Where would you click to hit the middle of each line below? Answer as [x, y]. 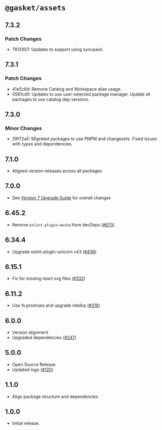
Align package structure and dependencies [55, 397]
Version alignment [30, 332]
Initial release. [26, 423]
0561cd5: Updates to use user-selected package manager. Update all [81, 94]
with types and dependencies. [42, 144]
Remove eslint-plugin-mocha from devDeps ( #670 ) [63, 224]
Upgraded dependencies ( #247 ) [44, 337]
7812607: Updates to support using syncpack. [58, 49]
